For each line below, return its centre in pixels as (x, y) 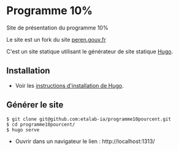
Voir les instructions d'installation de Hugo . (69, 85)
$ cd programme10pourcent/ (41, 124)
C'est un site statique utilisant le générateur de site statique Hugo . (90, 51)
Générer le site (35, 105)
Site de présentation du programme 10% (57, 28)
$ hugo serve (23, 130)
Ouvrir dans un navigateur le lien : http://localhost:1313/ (85, 141)
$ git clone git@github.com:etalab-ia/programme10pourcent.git (89, 119)
